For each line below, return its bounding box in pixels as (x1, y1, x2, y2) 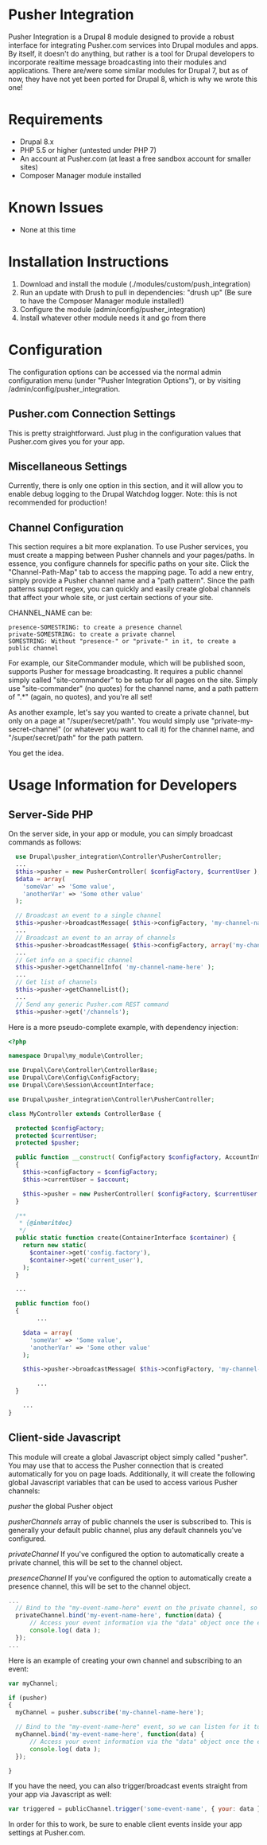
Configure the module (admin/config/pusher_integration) (19, 304, 207, 314)
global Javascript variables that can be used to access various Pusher (8, 1477, 238, 1487)
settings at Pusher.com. (8, 1828, 86, 1838)
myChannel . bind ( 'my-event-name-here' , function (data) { (15, 1730, 204, 1738)
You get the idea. (8, 748, 64, 758)
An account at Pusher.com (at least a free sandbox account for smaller (19, 154, 252, 163)
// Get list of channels (15, 978, 98, 986)
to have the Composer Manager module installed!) (19, 296, 184, 306)
